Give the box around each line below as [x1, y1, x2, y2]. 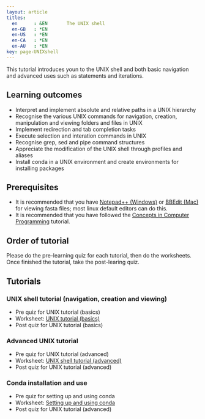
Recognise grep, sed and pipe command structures [15, 138, 145, 146]
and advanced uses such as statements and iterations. [6, 72, 144, 80]
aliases [15, 151, 34, 159]
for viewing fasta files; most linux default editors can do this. [15, 205, 168, 212]
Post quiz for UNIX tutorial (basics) [15, 321, 103, 328]
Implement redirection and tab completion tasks [15, 125, 136, 133]
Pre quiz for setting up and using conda [15, 393, 115, 400]
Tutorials [6, 276, 41, 286]
